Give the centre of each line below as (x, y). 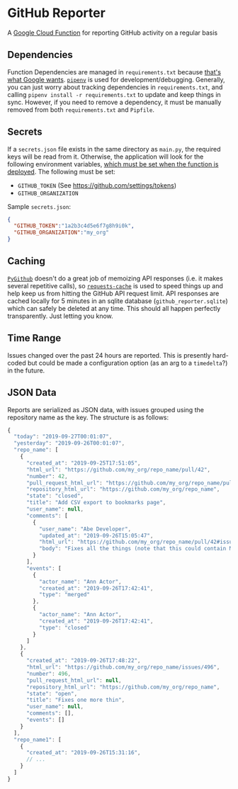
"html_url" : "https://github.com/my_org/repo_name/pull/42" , (118, 470)
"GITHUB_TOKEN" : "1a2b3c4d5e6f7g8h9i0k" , (74, 226)
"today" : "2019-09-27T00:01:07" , (63, 437)
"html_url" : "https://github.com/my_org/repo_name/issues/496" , (123, 667)
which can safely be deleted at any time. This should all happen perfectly (114, 308)
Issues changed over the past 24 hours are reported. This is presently (109, 355)
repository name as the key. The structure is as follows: (88, 417)
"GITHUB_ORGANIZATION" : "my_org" (62, 233)
